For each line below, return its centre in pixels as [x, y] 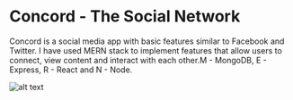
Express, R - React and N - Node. [71, 70]
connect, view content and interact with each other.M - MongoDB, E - [138, 60]
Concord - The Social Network [125, 17]
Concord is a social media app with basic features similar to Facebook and [147, 41]
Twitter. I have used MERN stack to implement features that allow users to [146, 50]
